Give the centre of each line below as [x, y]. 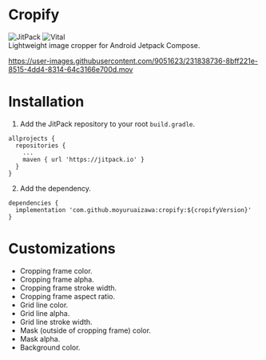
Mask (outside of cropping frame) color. [85, 330]
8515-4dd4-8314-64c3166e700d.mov [71, 69]
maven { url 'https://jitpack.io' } [84, 159]
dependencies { [34, 203]
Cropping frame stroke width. [68, 288]
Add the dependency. [56, 188]
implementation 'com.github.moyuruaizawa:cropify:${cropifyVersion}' [133, 210]
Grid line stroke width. [56, 322]
